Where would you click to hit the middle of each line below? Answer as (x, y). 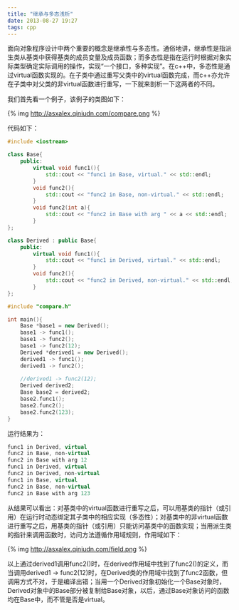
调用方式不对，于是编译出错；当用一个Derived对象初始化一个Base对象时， (116, 581)
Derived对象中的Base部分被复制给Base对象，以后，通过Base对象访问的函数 (118, 590)
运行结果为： (26, 433)
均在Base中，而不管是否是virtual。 (58, 599)
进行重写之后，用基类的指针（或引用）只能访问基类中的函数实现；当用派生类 (119, 526)
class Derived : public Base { (52, 240)
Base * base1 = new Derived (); (65, 326)
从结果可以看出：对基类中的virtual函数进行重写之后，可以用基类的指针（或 (116, 508)
